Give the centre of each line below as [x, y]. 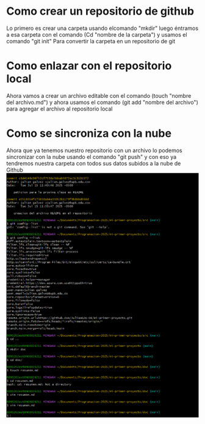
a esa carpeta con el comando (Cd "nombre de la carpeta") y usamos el [97, 34]
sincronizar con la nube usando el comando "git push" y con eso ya [92, 156]
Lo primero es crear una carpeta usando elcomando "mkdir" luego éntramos [103, 28]
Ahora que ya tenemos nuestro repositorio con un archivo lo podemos [94, 150]
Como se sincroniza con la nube [89, 133]
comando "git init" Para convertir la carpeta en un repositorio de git [91, 41]
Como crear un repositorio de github [100, 11]
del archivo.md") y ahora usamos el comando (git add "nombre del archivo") [102, 102]
